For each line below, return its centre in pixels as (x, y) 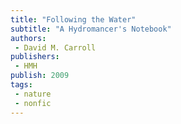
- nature (33, 94)
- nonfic (33, 103)
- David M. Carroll (55, 47)
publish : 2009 (40, 76)
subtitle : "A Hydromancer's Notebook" (91, 29)
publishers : (35, 57)
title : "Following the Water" (73, 19)
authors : (28, 38)
